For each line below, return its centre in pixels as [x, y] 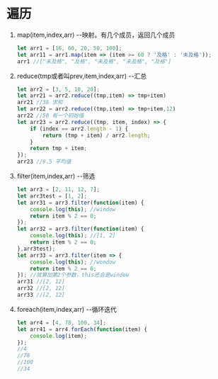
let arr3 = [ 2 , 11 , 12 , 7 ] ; [58, 190]
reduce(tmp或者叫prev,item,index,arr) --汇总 [81, 76]
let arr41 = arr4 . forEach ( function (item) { [82, 329]
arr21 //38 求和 [40, 103]
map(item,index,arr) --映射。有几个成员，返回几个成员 [96, 35]
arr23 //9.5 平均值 [44, 162]
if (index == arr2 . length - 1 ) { [79, 129]
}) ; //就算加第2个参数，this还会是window [73, 275]
